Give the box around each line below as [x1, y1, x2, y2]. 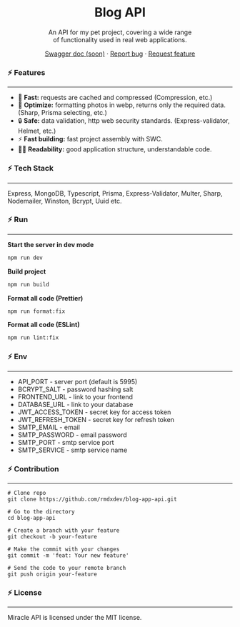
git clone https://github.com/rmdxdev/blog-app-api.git [7, 496, 177, 503]
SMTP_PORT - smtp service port [17, 438, 114, 446]
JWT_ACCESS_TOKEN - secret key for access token [17, 408, 171, 416]
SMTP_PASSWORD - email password [17, 430, 127, 439]
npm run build [7, 281, 50, 288]
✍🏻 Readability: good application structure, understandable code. [17, 145, 212, 154]
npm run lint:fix [7, 334, 59, 341]
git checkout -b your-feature [7, 533, 98, 540]
